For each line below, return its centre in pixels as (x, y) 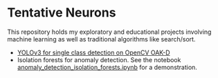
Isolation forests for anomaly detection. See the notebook (99, 59)
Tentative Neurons (62, 13)
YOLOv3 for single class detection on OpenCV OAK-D (94, 52)
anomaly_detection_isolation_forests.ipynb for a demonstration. (107, 67)
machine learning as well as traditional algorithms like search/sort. (101, 39)
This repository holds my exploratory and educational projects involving (109, 32)
